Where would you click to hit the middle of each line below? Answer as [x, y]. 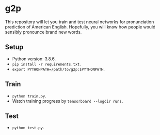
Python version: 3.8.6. [34, 59]
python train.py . [29, 96]
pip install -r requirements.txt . [46, 64]
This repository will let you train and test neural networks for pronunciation [80, 22]
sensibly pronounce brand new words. [43, 32]
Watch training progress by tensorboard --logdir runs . [67, 101]
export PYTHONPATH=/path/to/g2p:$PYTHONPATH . [58, 69]
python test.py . [28, 128]
